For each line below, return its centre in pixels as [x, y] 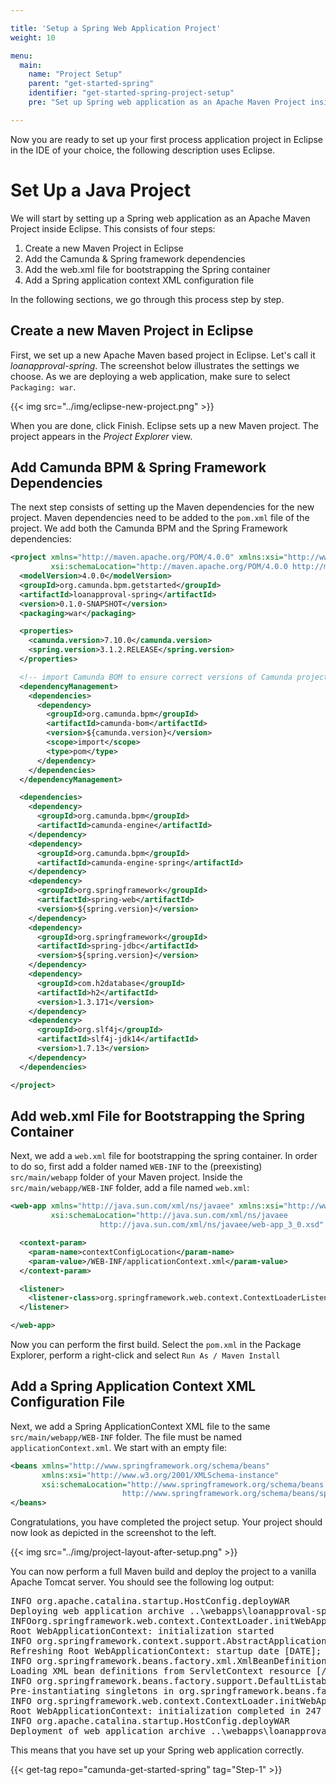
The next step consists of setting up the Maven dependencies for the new [162, 507]
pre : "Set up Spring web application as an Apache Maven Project [167, 102]
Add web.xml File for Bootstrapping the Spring [158, 1116]
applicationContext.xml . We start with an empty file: [119, 1447]
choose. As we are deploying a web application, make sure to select [150, 376]
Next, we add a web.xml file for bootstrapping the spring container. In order [164, 1156]
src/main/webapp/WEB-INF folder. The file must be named [126, 1437]
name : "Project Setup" [75, 74]
